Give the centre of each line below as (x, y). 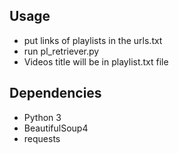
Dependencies (55, 93)
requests (42, 138)
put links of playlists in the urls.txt (93, 40)
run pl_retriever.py (61, 51)
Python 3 (42, 117)
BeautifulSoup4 (56, 128)
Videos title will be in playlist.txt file (96, 61)
